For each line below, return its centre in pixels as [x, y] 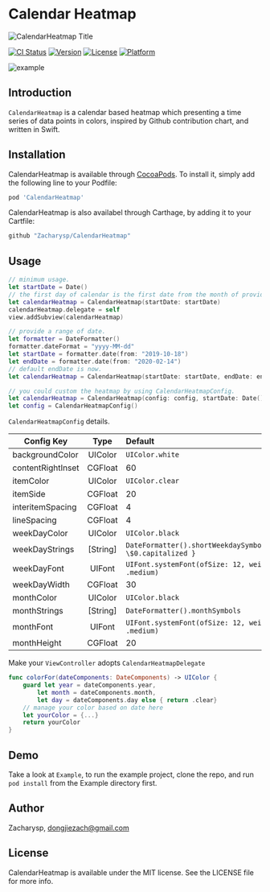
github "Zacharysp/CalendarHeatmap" [70, 236]
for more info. [31, 881]
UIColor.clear [153, 481]
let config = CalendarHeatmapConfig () [73, 406]
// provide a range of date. [57, 332]
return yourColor [52, 723]
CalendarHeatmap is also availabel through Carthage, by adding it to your [130, 213]
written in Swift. [34, 129]
